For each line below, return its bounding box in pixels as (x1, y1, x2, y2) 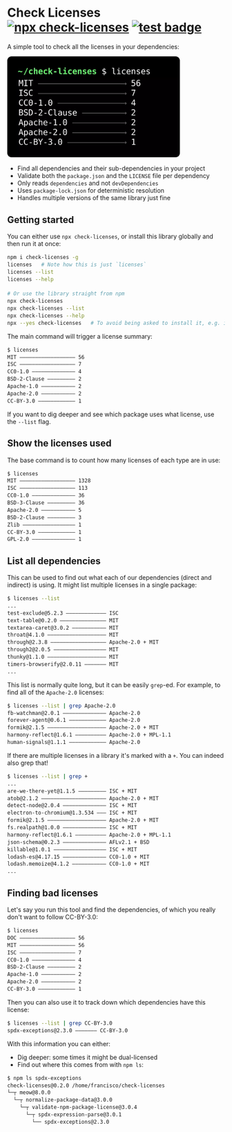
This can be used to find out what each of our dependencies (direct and (7, 574, 212, 582)
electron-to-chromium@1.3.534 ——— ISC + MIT (7, 809, 137, 817)
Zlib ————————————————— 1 (7, 521, 81, 528)
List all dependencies (7, 555, 101, 567)
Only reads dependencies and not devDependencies (17, 179, 159, 188)
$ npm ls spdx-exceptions (7, 1074, 81, 1081)
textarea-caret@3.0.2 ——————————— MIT (7, 624, 119, 631)
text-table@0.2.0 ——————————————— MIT (7, 617, 119, 624)
